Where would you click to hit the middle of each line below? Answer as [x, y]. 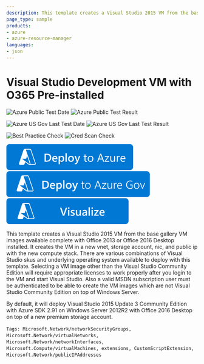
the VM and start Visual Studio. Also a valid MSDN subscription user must [98, 279]
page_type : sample [29, 19]
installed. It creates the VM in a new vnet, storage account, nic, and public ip [102, 247]
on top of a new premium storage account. [60, 317]
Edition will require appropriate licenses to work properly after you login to [99, 272]
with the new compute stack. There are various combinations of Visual [95, 253]
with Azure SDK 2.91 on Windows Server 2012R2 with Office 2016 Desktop [99, 310]
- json [15, 52]
